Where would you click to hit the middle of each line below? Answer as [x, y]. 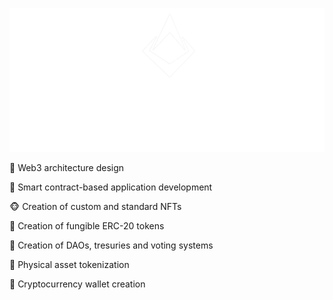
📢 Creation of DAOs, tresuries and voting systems [111, 245]
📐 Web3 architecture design [67, 167]
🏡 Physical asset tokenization [69, 264]
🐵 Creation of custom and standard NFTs [95, 206]
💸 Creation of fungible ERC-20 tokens [87, 225]
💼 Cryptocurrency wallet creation [77, 284]
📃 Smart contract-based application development [111, 187]
